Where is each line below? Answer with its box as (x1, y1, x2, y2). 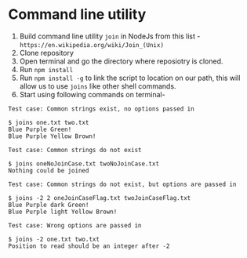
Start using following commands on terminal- (19, 89, 166, 99)
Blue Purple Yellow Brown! (8, 132, 96, 140)
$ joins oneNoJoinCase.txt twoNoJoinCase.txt (8, 159, 159, 168)
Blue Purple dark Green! (8, 201, 89, 209)
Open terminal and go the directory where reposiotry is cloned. (19, 56, 223, 66)
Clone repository (19, 48, 74, 57)
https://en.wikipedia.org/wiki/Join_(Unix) (19, 41, 165, 49)
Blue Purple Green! (8, 125, 72, 133)
